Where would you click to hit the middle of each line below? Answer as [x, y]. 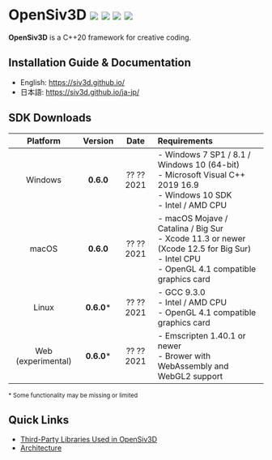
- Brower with [184, 356]
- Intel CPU [179, 258]
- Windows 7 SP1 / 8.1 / [204, 154]
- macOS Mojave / [193, 218]
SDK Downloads [50, 118]
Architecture [41, 448]
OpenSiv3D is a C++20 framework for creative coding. [100, 37]
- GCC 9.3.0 [181, 292]
